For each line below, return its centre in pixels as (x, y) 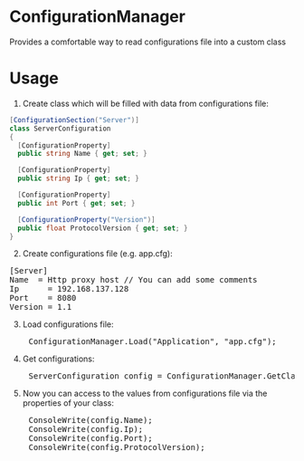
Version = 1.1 (41, 307)
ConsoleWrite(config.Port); (90, 438)
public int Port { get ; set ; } (76, 203)
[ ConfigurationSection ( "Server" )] (75, 120)
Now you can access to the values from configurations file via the (145, 394)
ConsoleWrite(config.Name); (90, 420)
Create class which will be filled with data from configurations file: (146, 103)
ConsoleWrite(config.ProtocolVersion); (117, 447)
